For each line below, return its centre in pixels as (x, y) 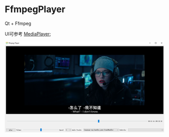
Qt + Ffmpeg (18, 23)
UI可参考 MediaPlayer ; (28, 33)
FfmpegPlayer (35, 9)
